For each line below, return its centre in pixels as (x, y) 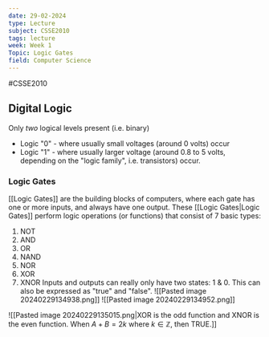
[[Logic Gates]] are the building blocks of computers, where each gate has (132, 198)
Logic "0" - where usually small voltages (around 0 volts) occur (125, 143)
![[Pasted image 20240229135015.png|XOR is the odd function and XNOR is (134, 315)
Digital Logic (40, 109)
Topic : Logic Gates (41, 53)
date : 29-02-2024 (37, 16)
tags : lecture (32, 38)
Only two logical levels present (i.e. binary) (79, 128)
